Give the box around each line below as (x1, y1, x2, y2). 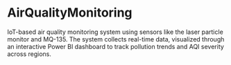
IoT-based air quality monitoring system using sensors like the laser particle (7, 28, 223, 36)
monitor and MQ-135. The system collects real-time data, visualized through (7, 35, 225, 43)
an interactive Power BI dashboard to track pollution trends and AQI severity (7, 42, 224, 50)
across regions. (7, 50, 52, 58)
